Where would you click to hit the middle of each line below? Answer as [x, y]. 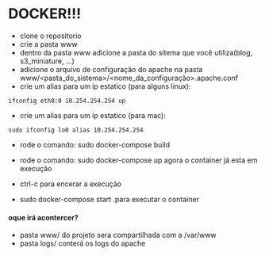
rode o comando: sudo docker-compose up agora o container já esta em [138, 160]
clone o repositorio [50, 36]
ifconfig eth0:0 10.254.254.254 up [67, 101]
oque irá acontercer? [43, 217]
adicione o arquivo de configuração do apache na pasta [111, 69]
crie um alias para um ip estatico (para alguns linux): [105, 86]
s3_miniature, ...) [47, 61]
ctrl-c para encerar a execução [71, 184]
